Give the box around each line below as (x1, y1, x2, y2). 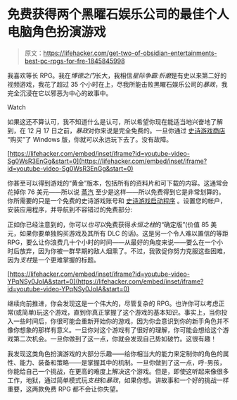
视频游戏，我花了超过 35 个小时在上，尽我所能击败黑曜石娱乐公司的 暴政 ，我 (7, 80, 228, 88)
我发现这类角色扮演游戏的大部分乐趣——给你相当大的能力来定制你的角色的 (7, 349, 223, 358)
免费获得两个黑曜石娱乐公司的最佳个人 (7, 6, 230, 23)
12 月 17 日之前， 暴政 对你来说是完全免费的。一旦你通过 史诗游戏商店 (27, 126, 226, 135)
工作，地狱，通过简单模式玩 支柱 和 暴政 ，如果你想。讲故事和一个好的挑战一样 (7, 375, 229, 384)
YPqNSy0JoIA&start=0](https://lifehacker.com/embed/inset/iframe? (7, 277, 204, 286)
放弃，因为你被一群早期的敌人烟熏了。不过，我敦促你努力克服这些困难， (19, 246, 229, 255)
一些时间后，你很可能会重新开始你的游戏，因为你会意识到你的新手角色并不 (13, 317, 229, 325)
